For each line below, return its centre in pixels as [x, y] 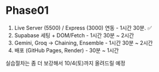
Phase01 [27, 10]
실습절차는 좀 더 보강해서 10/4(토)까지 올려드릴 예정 [66, 63]
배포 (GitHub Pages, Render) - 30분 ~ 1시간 [66, 50]
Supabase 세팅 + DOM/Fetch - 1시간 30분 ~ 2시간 [74, 35]
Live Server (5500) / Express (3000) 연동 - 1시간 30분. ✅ [83, 28]
